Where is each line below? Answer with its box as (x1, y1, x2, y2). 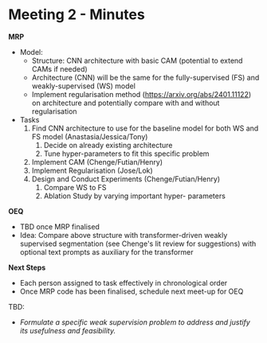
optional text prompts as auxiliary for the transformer (19, 247, 194, 256)
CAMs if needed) (31, 64, 88, 73)
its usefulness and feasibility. (19, 325, 116, 335)
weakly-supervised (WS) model (31, 81, 135, 91)
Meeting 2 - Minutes (8, 6, 145, 24)
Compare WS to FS (43, 182, 107, 192)
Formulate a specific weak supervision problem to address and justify (19, 317, 250, 327)
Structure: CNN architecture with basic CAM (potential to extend (31, 56, 243, 65)
